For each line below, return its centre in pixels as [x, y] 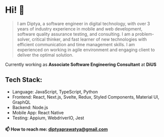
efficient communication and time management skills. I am [76, 44]
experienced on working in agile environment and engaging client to [86, 50]
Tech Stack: [24, 80]
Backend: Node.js [30, 107]
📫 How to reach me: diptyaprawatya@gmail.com [56, 129]
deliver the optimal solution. [45, 55]
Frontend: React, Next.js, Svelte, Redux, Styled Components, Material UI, [86, 97]
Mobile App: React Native [38, 112]
